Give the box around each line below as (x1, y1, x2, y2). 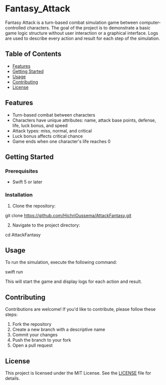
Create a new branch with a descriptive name (12, 327, 106, 333)
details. (5, 375, 20, 381)
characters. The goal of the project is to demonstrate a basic (27, 24, 151, 30)
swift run (5, 269, 23, 275)
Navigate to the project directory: (12, 222, 80, 228)
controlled (5, 24, 26, 30)
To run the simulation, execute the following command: (5, 259, 117, 265)
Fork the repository (12, 321, 52, 327)
